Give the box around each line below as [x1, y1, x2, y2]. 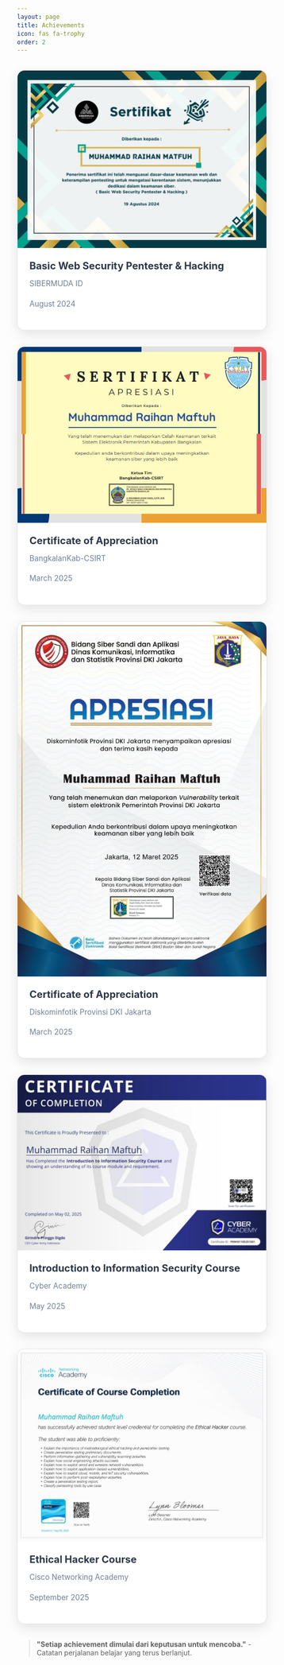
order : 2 [17, 38, 46, 46]
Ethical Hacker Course [29, 1553, 137, 1566]
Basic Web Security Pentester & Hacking [29, 259, 225, 273]
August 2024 [29, 298, 76, 309]
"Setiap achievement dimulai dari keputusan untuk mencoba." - [36, 1639, 252, 1649]
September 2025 [29, 1592, 90, 1602]
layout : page [17, 13, 60, 21]
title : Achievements [17, 21, 86, 29]
